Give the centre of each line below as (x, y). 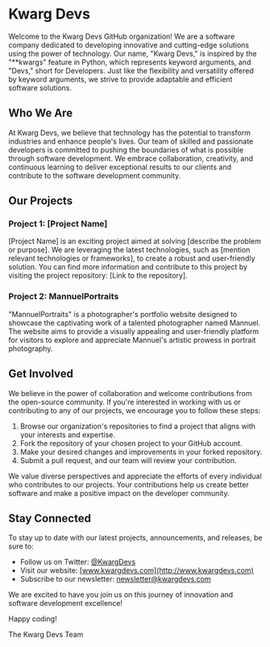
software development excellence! (66, 603)
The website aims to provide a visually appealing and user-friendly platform (134, 331)
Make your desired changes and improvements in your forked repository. (141, 452)
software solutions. (40, 88)
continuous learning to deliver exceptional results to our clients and (120, 167)
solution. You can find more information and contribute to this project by (128, 267)
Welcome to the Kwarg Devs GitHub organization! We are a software (122, 36)
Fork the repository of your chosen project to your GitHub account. (131, 443)
